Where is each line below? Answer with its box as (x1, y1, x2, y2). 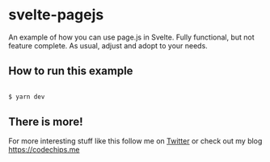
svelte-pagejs (8, 6, 104, 24)
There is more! (8, 115, 83, 129)
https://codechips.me (8, 145, 80, 155)
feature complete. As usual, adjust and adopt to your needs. (8, 40, 208, 50)
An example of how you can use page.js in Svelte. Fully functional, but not (8, 32, 255, 42)
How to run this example (8, 64, 133, 78)
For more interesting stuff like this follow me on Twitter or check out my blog (8, 136, 263, 146)
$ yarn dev (8, 93, 45, 101)
